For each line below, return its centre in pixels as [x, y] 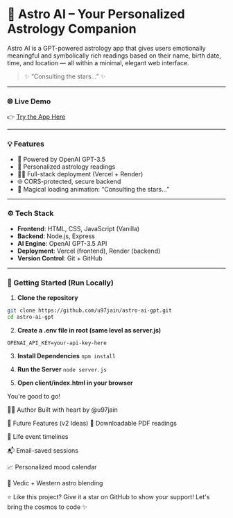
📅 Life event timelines [38, 436]
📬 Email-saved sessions [43, 450]
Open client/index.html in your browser [75, 383]
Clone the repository [48, 298]
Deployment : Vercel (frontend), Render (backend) [89, 251]
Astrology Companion [72, 29]
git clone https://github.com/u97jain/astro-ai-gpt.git [89, 311]
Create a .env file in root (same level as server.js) [89, 330]
